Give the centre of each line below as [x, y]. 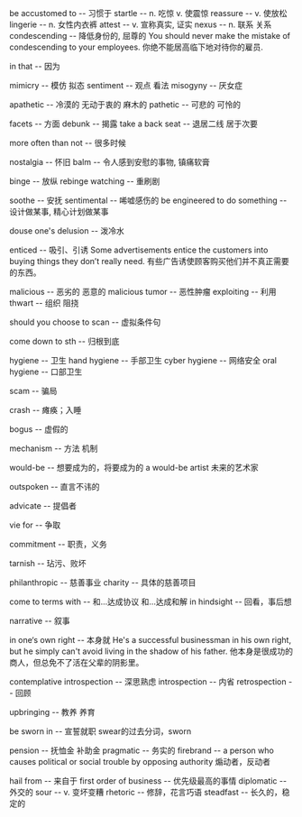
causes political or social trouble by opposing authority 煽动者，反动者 [140, 762]
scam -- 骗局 [33, 391]
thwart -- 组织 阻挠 [44, 303]
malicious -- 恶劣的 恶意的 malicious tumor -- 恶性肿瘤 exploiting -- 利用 [143, 292]
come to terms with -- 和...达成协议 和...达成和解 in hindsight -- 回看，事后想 [151, 601]
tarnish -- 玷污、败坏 [48, 563]
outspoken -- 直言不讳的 [55, 487]
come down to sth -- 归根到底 [64, 341]
